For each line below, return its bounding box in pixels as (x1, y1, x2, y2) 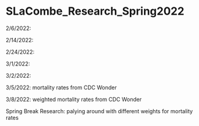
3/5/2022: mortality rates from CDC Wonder (6, 84, 117, 91)
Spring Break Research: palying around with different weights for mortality (6, 107, 193, 114)
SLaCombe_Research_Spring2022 (6, 4, 185, 18)
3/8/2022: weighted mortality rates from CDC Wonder (6, 95, 142, 103)
